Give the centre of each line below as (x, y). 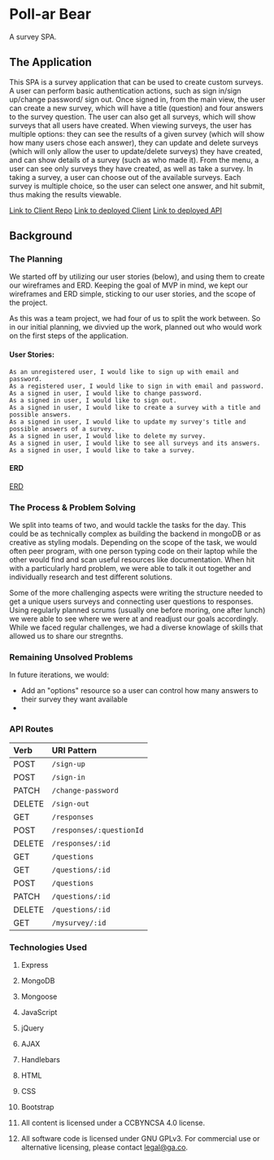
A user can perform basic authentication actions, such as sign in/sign (126, 90)
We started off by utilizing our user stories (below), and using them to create (137, 277)
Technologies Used (48, 947)
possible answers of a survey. (62, 428)
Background (41, 236)
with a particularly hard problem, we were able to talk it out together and (130, 569)
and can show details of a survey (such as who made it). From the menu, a (134, 160)
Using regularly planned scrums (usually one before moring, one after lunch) (137, 610)
